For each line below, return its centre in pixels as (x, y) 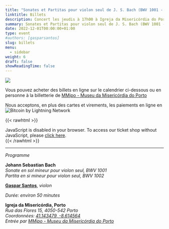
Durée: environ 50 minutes (33, 195)
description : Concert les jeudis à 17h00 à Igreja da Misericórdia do (81, 19)
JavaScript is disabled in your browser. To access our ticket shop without (81, 130)
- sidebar (20, 52)
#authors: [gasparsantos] (32, 38)
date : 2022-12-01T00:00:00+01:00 (40, 29)
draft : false (19, 62)
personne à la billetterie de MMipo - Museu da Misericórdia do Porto (76, 95)
